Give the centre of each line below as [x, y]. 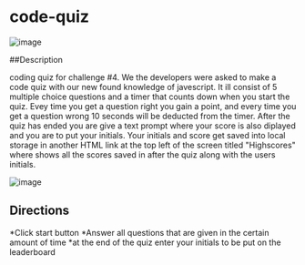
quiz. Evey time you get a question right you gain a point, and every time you [153, 106]
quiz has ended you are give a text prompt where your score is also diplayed [152, 126]
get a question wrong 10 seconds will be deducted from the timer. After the [150, 116]
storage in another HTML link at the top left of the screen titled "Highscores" [152, 145]
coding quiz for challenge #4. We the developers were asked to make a [143, 77]
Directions [40, 211]
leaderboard [33, 251]
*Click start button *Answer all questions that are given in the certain [139, 232]
